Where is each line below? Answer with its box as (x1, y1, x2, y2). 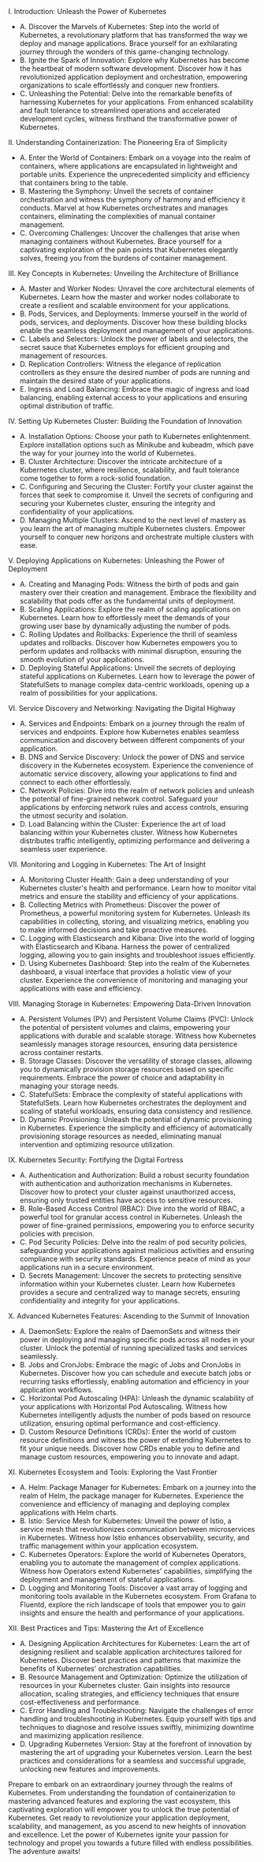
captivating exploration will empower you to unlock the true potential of (8, 1804, 240, 1814)
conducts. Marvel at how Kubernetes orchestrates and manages (19, 203, 229, 212)
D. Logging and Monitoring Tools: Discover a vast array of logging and (19, 1583, 247, 1593)
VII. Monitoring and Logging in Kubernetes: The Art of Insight (8, 860, 206, 869)
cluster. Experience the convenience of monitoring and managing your (19, 976, 248, 984)
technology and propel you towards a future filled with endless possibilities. (8, 1838, 254, 1847)
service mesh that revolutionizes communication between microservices (19, 1525, 255, 1533)
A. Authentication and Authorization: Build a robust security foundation (19, 1170, 250, 1180)
